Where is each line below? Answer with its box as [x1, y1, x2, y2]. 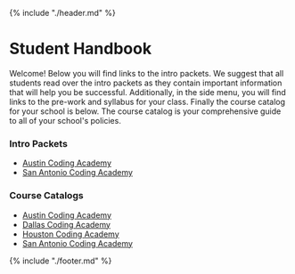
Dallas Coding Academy [21, 219, 111, 230]
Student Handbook [9, 39, 152, 59]
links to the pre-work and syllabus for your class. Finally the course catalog [9, 96, 286, 107]
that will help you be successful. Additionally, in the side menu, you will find [9, 86, 287, 97]
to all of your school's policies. [9, 115, 122, 125]
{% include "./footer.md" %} [9, 255, 112, 266]
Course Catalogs [9, 189, 84, 202]
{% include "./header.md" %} [9, 8, 116, 18]
